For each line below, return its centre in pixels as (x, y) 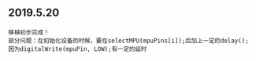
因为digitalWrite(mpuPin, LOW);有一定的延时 (78, 49)
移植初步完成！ (29, 32)
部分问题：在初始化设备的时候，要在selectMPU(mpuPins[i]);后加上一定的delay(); (129, 41)
